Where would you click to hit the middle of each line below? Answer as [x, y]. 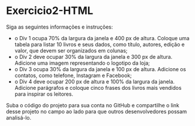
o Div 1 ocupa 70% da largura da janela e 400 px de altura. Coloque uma [102, 38]
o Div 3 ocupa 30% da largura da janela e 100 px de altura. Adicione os [100, 69]
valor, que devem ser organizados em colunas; [71, 50]
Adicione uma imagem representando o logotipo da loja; [82, 63]
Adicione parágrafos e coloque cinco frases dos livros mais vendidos [98, 87]
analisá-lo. [19, 117]
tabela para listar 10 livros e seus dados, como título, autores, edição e [100, 44]
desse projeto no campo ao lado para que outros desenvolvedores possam [97, 111]
